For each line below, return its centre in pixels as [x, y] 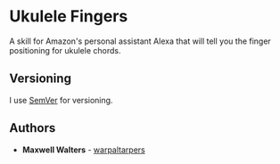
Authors [33, 128]
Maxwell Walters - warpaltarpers [83, 150]
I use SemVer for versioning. [61, 100]
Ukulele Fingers [69, 16]
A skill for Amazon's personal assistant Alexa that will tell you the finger [140, 41]
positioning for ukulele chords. [65, 50]
